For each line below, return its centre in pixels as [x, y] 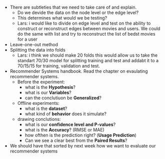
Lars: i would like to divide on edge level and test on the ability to [84, 23]
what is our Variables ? [48, 93]
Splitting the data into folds [38, 50]
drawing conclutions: [39, 119]
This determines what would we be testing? [62, 18]
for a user [27, 39]
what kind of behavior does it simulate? [65, 114]
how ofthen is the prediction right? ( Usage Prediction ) [80, 135]
